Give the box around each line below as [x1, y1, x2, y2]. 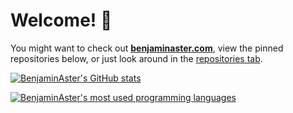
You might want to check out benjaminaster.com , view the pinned [10, 42, 284, 54]
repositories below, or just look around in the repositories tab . [10, 52, 263, 64]
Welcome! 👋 [10, 9, 113, 32]
